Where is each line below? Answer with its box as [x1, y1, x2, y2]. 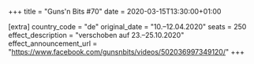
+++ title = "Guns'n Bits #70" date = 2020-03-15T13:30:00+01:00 [8, 7, 222, 16]
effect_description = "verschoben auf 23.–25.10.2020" [8, 31, 185, 40]
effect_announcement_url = [8, 39, 98, 48]
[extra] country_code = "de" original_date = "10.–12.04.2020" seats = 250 [8, 22, 247, 31]
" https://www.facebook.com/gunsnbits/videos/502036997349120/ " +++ [8, 47, 245, 56]
